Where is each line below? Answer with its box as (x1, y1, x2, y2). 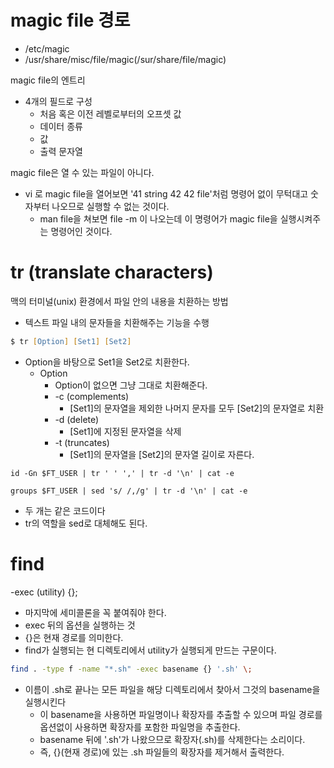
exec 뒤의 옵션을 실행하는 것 (24, 619, 136, 631)
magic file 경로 (10, 9, 131, 32)
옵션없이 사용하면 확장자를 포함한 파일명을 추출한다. (39, 721, 241, 733)
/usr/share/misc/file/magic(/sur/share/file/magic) (24, 53, 227, 65)
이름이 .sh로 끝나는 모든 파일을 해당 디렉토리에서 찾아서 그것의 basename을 (24, 683, 321, 695)
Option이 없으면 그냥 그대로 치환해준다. (54, 379, 208, 391)
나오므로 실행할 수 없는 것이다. (51, 200, 170, 212)
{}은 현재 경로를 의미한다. (24, 631, 124, 643)
